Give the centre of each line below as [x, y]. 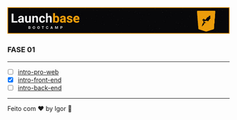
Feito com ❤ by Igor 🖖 [40, 108]
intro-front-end [39, 80]
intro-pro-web [38, 72]
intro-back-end [39, 88]
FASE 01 [21, 50]
